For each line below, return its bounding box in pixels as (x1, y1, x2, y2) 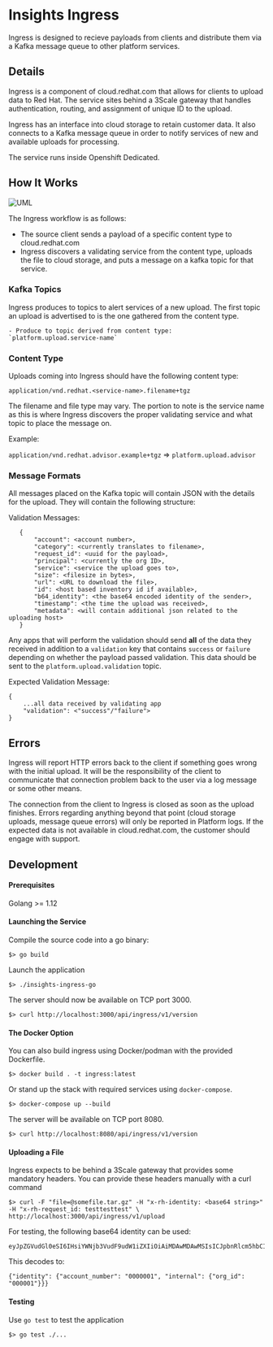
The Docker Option (8, 1028, 74, 1037)
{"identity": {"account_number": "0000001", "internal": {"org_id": (8, 1272, 245, 1281)
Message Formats (8, 470, 81, 481)
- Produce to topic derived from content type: (8, 327, 173, 335)
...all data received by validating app (23, 700, 162, 708)
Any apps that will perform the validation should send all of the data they (8, 636, 252, 645)
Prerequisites (8, 880, 55, 890)
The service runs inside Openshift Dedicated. (8, 152, 160, 162)
